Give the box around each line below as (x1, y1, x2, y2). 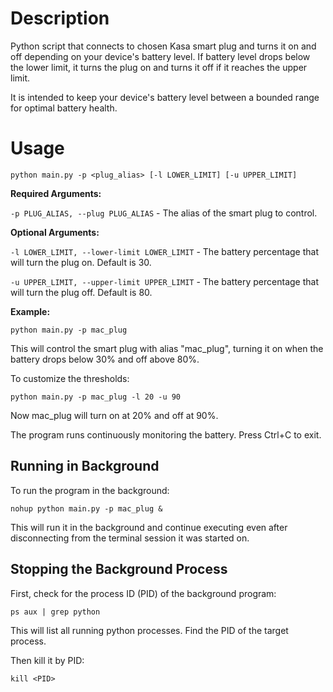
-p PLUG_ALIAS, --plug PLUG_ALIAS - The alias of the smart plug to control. (10, 207, 318, 219)
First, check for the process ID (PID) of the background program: (10, 587, 277, 599)
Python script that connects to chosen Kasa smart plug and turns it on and (10, 40, 317, 52)
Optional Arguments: (10, 226, 100, 238)
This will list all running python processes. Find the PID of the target (10, 624, 289, 636)
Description (10, 7, 110, 30)
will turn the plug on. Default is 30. (10, 256, 152, 268)
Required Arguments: (10, 187, 102, 199)
